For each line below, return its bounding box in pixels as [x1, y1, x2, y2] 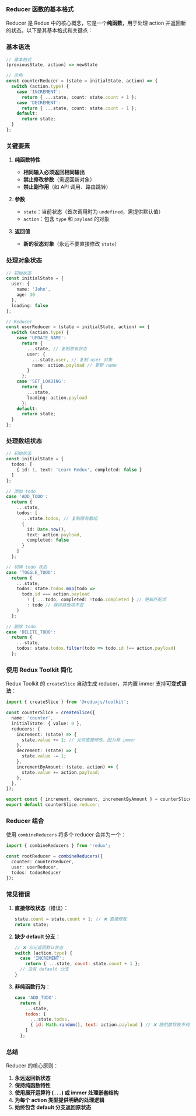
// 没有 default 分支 [20, 966, 69, 972]
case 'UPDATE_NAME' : [16, 335, 66, 341]
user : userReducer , [11, 864, 59, 870]
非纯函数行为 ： [14, 983, 51, 990]
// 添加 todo [6, 488, 36, 494]
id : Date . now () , [27, 526, 66, 532]
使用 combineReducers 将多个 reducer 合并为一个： [6, 831, 127, 838]
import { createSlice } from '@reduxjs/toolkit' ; [6, 699, 129, 705]
